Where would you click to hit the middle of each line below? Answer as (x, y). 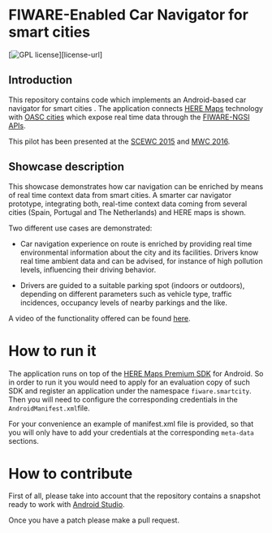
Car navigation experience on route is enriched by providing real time (136, 243)
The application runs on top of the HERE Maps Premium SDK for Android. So (136, 373)
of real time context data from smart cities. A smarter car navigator (120, 195)
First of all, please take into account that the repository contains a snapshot (135, 496)
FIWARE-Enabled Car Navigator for (129, 15)
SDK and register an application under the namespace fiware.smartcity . (130, 390)
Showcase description (66, 167)
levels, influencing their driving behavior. (88, 269)
